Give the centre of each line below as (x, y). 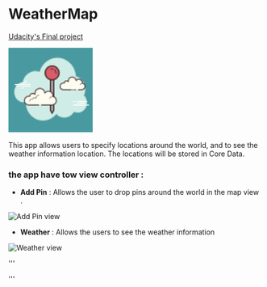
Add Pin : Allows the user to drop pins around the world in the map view (140, 192)
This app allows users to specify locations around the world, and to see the (133, 145)
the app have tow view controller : (76, 175)
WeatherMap (53, 14)
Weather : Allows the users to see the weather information (117, 232)
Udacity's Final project (46, 36)
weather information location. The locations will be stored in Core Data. (127, 154)
